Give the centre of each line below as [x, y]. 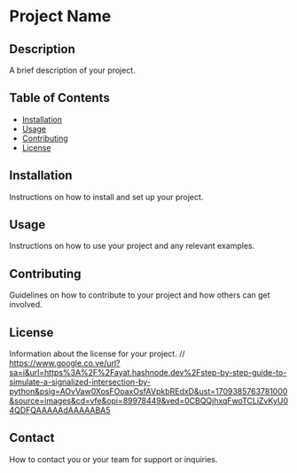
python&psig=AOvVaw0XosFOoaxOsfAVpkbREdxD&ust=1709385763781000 [148, 392]
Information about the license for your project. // [97, 354]
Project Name [60, 16]
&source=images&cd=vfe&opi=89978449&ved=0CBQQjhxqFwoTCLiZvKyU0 [149, 401]
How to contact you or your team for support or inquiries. [113, 459]
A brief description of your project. [72, 70]
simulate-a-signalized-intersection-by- [80, 382]
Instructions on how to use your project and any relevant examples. [132, 246]
